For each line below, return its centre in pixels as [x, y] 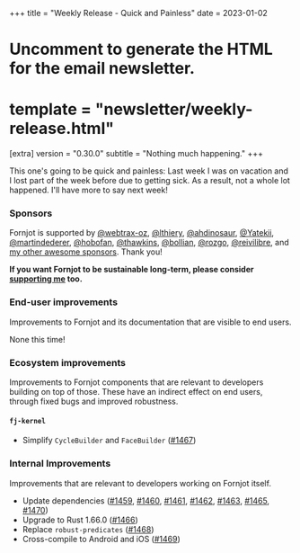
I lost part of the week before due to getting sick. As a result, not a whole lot [150, 181]
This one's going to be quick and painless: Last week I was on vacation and [149, 171]
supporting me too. [46, 279]
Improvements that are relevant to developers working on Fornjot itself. [141, 483]
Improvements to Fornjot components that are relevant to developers [137, 382]
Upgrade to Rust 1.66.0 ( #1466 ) [80, 520]
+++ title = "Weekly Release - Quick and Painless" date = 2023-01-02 [138, 13]
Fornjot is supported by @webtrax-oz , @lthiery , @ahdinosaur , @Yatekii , [142, 233]
